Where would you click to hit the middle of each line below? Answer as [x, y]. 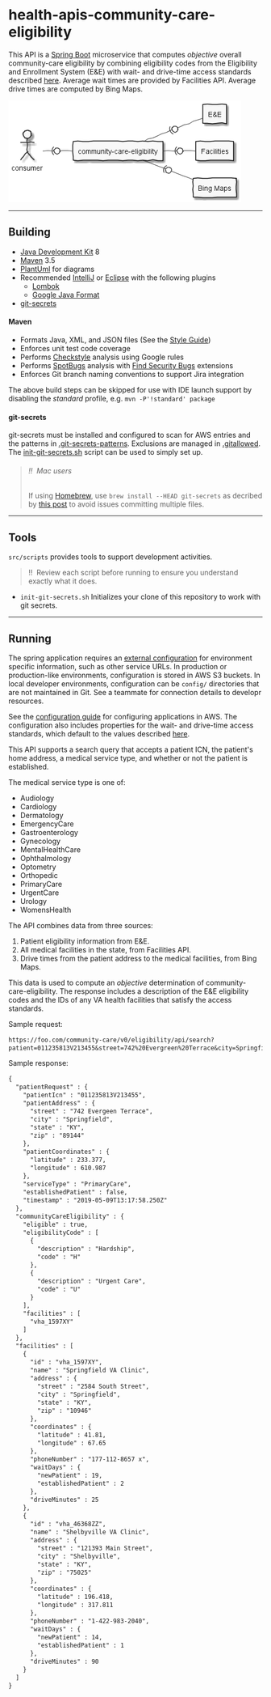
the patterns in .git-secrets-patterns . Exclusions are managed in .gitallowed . [134, 443]
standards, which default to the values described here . [99, 733]
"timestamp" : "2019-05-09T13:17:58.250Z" [95, 1200]
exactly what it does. [63, 581]
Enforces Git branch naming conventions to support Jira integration [132, 374]
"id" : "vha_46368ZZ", [68, 1524]
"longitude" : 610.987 [68, 1168]
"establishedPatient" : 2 [81, 1483]
